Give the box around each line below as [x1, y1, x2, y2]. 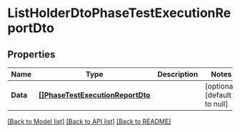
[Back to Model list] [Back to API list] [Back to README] [7, 117, 171, 126]
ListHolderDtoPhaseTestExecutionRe [7, 5, 231, 21]
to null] [204, 99, 229, 109]
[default [204, 90, 232, 100]
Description [156, 70, 199, 79]
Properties [7, 48, 56, 60]
